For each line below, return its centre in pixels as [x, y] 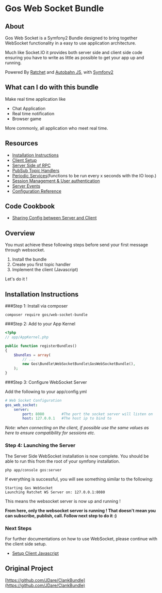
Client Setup [24, 160]
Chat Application [29, 108]
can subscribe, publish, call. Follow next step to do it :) [61, 515]
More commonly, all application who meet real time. [57, 128]
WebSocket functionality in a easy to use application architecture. [71, 43]
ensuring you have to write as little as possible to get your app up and [75, 58]
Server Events [26, 186]
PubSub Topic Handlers [36, 171]
